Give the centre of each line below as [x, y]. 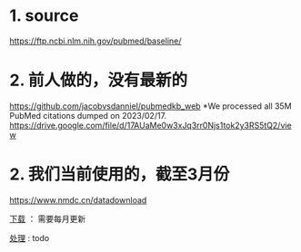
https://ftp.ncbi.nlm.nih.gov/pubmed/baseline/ [95, 41]
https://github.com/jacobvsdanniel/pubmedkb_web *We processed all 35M [151, 106]
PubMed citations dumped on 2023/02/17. [88, 115]
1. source [44, 16]
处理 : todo [30, 237]
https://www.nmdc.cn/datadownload [78, 199]
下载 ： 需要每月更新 [48, 218]
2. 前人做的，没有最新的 [99, 80]
